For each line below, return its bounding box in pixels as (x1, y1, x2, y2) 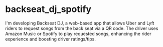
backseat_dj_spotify (5, 3, 92, 15)
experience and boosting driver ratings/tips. (5, 36, 96, 42)
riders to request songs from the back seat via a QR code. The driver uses (5, 25, 158, 31)
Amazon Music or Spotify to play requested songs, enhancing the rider (5, 30, 151, 36)
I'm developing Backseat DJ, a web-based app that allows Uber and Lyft (5, 20, 154, 26)
